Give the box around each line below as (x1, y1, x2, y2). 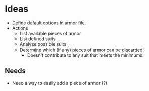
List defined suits (19, 36, 56, 42)
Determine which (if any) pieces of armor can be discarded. (19, 47, 144, 53)
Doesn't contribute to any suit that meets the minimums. (27, 52, 144, 58)
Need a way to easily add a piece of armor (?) (12, 80, 107, 86)
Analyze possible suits (19, 41, 67, 47)
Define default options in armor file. (12, 20, 86, 26)
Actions (12, 25, 28, 31)
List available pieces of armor (19, 30, 81, 36)
